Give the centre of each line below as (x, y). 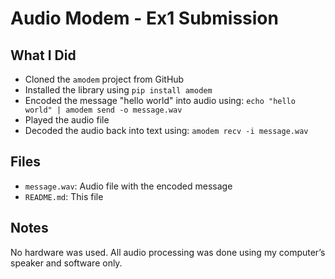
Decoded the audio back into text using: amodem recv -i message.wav (166, 130)
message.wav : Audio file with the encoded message (128, 186)
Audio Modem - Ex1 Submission (144, 18)
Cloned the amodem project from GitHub (104, 79)
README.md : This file (64, 196)
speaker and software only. (66, 263)
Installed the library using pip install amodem (118, 90)
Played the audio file (67, 120)
